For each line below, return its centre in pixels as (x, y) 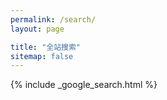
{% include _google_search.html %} (84, 85)
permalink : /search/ (53, 19)
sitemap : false (42, 56)
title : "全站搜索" (46, 47)
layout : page (37, 29)
